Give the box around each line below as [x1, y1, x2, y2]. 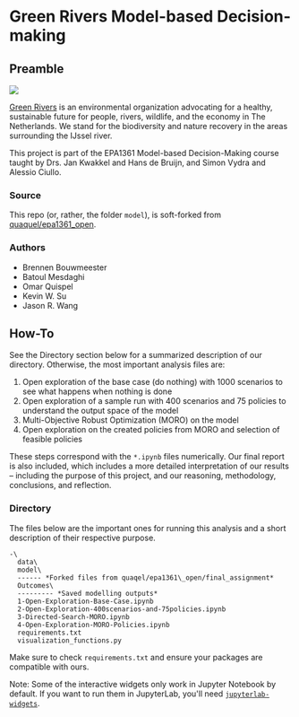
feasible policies [21, 433, 83, 445]
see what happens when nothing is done [21, 386, 173, 397]
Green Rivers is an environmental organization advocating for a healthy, [9, 101, 273, 112]
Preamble [9, 61, 64, 76]
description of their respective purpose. [9, 532, 157, 543]
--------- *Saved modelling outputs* [17, 589, 158, 598]
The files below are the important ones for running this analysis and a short [9, 522, 286, 533]
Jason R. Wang [21, 300, 79, 310]
